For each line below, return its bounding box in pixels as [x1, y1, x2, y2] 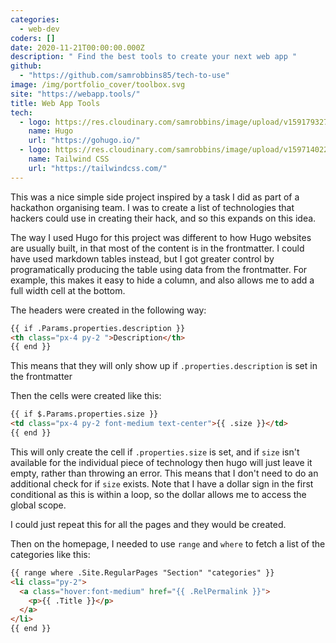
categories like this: [10, 548, 91, 560]
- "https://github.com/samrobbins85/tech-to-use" [19, 71, 230, 81]
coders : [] [10, 33, 56, 43]
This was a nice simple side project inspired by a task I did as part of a [10, 191, 300, 203]
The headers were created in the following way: [10, 304, 207, 316]
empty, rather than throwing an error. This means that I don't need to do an [10, 467, 319, 479]
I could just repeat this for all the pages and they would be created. [10, 518, 287, 530]
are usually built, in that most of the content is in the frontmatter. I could [10, 242, 305, 254]
